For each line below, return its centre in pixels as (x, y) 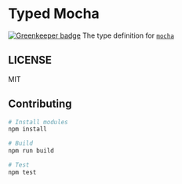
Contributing (40, 104)
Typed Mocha (54, 14)
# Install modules (38, 122)
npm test (22, 172)
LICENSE (30, 60)
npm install (27, 129)
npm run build (31, 151)
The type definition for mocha (128, 35)
